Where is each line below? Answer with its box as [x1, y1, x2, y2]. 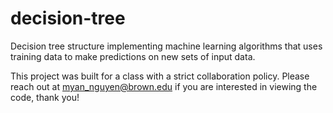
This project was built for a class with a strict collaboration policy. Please [10, 70, 310, 82]
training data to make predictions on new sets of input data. [10, 50, 256, 62]
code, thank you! [10, 91, 80, 103]
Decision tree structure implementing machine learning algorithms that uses [10, 40, 323, 52]
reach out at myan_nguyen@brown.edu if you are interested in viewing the [10, 80, 318, 92]
